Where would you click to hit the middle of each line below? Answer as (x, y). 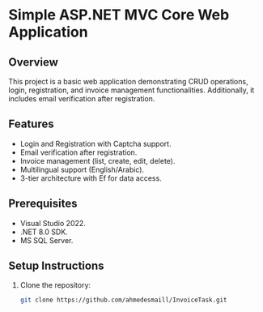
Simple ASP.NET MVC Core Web (119, 15)
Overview (34, 62)
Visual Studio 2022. (53, 223)
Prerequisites (43, 204)
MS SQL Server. (47, 240)
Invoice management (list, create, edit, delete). (98, 160)
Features (31, 124)
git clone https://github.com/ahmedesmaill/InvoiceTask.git (123, 300)
